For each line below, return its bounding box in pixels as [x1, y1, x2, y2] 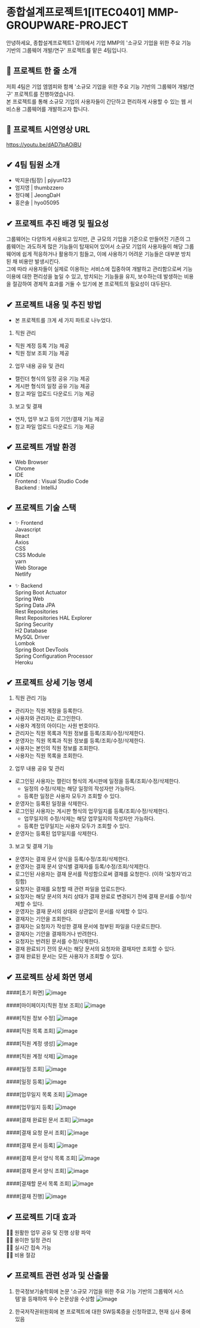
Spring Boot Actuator [14, 588, 67, 596]
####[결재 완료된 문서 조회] [6, 1117, 72, 1124]
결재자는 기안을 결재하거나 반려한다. [14, 930, 99, 937]
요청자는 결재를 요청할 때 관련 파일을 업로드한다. [14, 885, 127, 893]
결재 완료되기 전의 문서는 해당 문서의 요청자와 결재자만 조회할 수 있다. [14, 945, 176, 952]
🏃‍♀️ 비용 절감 [6, 1251, 36, 1259]
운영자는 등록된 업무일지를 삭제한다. [14, 830, 99, 837]
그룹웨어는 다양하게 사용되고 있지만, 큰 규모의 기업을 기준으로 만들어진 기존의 [6, 235, 185, 243]
